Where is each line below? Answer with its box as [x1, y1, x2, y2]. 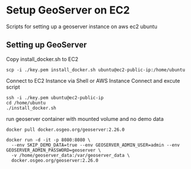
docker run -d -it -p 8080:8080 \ [6, 137, 91, 143]
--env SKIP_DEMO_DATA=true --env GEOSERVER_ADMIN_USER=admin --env [11, 142, 180, 148]
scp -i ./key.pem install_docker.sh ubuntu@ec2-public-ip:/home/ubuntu [6, 67, 185, 73]
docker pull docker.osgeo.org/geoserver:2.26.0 [6, 127, 125, 133]
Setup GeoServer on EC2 [6, 4, 130, 17]
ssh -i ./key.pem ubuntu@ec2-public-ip [6, 94, 104, 100]
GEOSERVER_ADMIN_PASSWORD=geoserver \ [6, 147, 101, 153]
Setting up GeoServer [6, 40, 87, 50]
